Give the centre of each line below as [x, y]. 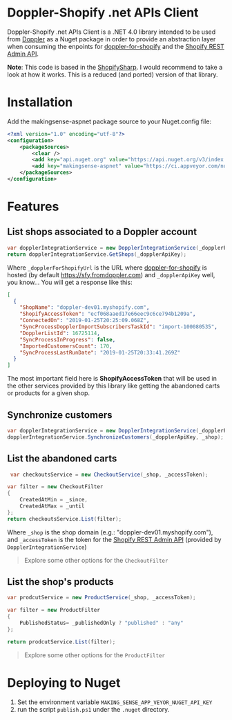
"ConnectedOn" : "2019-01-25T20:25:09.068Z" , [85, 321]
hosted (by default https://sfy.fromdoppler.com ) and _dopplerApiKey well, [111, 274]
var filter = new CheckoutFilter [55, 487]
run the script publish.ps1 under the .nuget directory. [93, 709]
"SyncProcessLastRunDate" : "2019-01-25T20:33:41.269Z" [100, 352]
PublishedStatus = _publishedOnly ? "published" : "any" [102, 623]
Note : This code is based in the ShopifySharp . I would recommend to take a [115, 67]
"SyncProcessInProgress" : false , [68, 339]
